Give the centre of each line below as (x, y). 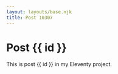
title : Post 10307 (29, 18)
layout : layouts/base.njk (39, 12)
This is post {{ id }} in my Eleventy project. (59, 64)
